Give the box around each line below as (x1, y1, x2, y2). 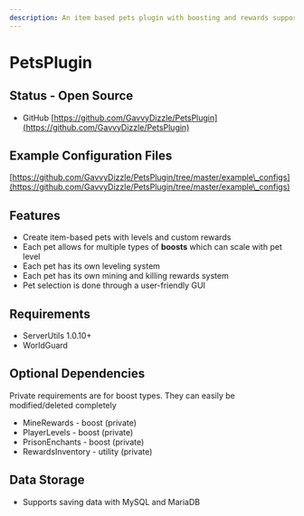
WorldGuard (22, 340, 68, 351)
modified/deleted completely (9, 399, 118, 410)
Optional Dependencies (9, 366, 146, 381)
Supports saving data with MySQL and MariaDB (22, 496, 201, 507)
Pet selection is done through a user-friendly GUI (22, 280, 206, 291)
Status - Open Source (9, 88, 134, 104)
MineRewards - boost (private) (22, 417, 138, 428)
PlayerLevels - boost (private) (22, 426, 134, 437)
